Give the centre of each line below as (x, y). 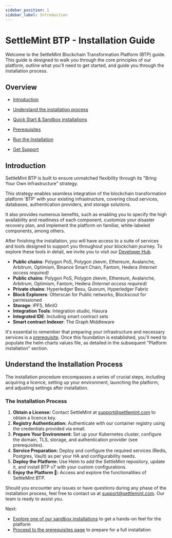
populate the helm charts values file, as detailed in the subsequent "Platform (86, 343)
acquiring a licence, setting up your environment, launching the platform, (82, 382)
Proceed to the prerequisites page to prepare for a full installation (82, 530)
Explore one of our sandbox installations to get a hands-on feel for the (87, 519)
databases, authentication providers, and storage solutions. (68, 204)
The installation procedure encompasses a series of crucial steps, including (85, 377)
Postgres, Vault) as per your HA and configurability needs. (74, 456)
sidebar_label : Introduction (36, 15)
